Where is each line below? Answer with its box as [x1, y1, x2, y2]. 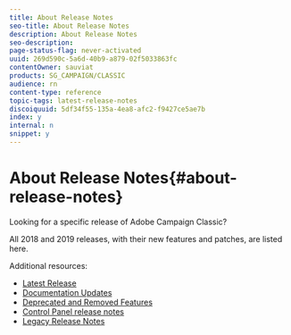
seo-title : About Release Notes [9, 21, 129, 30]
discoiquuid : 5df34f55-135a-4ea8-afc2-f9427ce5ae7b [9, 105, 205, 113]
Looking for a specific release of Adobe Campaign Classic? [9, 216, 228, 227]
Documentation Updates [21, 287, 112, 297]
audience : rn [9, 80, 58, 88]
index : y [9, 113, 42, 121]
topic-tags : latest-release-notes [9, 96, 138, 105]
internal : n [9, 121, 54, 130]
